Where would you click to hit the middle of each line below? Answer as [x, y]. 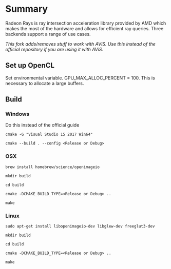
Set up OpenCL [30, 65]
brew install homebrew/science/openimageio [53, 167]
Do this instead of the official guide [42, 125]
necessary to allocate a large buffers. [45, 83]
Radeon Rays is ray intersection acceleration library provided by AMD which [86, 23]
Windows [17, 114]
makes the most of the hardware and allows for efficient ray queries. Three [84, 28]
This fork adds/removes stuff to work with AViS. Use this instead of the [80, 44]
